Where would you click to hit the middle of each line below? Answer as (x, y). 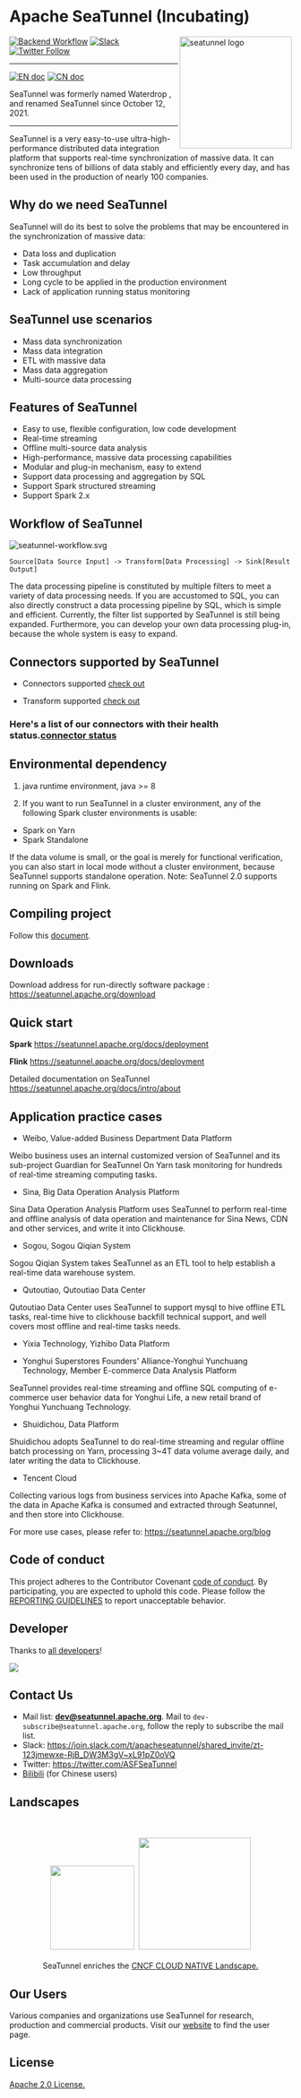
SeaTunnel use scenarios (81, 320)
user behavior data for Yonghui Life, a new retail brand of (156, 1397)
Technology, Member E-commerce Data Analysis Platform (129, 1370)
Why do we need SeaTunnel (88, 205)
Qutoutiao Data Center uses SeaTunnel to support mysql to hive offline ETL (147, 1307)
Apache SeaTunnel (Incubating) (130, 17)
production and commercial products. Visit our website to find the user (140, 2025)
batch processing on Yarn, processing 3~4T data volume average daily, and (149, 1451)
